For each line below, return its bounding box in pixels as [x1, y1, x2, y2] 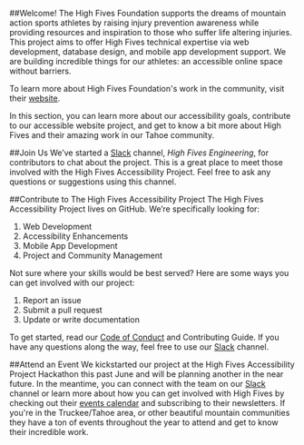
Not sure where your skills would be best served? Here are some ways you [9, 268, 289, 278]
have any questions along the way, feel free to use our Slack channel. [9, 341, 270, 352]
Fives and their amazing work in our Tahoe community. [9, 130, 215, 140]
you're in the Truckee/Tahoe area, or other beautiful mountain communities [9, 408, 290, 418]
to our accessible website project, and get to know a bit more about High [9, 120, 281, 131]
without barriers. [9, 65, 72, 76]
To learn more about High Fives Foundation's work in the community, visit [9, 84, 285, 94]
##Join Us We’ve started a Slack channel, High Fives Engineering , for [9, 147, 270, 158]
